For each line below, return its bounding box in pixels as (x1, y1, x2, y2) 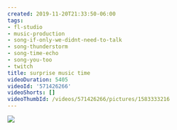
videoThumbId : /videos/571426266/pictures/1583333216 (7, 96, 171, 103)
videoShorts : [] (7, 89, 55, 96)
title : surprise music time (7, 69, 91, 76)
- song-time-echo (7, 50, 59, 57)
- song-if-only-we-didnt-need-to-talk (7, 37, 122, 44)
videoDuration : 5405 (7, 76, 69, 83)
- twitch (7, 63, 33, 70)
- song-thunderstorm (7, 43, 69, 50)
